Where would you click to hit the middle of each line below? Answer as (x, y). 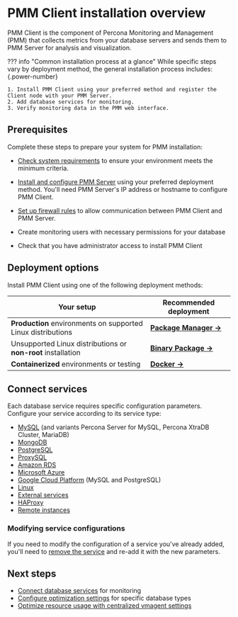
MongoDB (32, 442)
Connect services (47, 389)
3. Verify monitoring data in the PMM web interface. (89, 108)
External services (43, 495)
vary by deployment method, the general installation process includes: (110, 69)
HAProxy (30, 503)
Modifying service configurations (66, 528)
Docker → (167, 364)
